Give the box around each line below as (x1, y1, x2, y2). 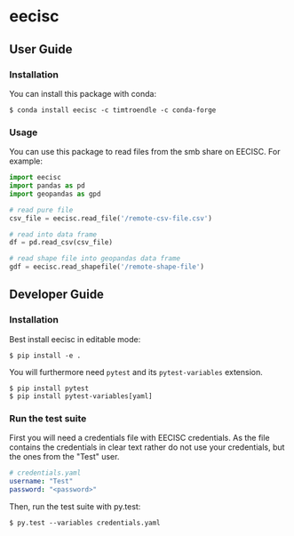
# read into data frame (9, 229, 98, 239)
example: (9, 156, 43, 166)
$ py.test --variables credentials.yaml (9, 518, 162, 527)
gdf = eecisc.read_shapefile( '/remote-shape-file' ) (9, 262, 204, 272)
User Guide (9, 42, 73, 57)
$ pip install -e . (9, 351, 82, 360)
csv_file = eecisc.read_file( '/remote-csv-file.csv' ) (9, 213, 213, 223)
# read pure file (9, 205, 74, 214)
